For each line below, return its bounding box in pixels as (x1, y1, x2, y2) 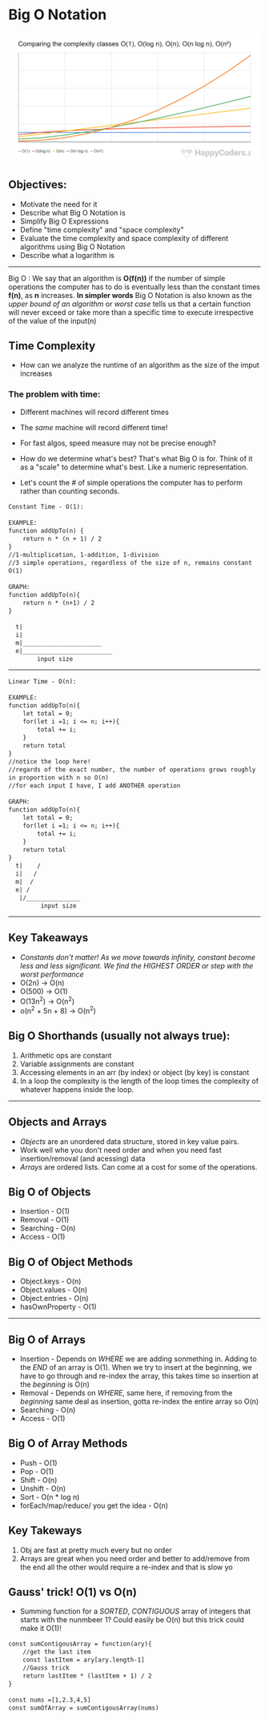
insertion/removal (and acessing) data (19, 1154, 146, 1163)
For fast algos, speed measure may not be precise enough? (19, 438, 216, 448)
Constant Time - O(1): (8, 502, 84, 510)
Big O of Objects (8, 1185, 91, 1198)
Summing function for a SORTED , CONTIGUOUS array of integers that (19, 1606, 251, 1616)
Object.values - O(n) (19, 1285, 88, 1295)
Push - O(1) (19, 1458, 58, 1468)
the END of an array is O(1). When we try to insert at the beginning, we (19, 1362, 252, 1372)
